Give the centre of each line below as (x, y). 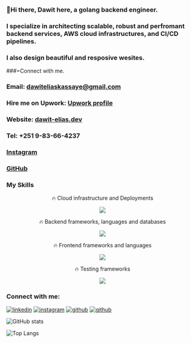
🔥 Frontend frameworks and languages (103, 245)
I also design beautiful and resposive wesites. (76, 57)
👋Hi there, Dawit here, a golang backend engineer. (82, 10)
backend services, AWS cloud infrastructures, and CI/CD (92, 34)
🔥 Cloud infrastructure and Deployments (103, 198)
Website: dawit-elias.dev (44, 119)
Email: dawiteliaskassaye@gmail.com (63, 87)
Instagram (22, 152)
